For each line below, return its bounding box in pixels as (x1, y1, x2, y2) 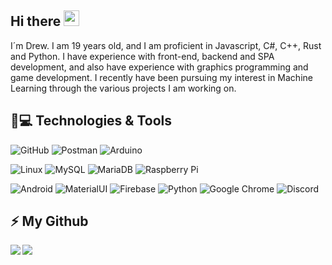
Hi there (10, 13, 62, 30)
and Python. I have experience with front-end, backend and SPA (10, 50, 275, 62)
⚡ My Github (10, 213, 89, 230)
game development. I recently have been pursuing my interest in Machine (10, 71, 313, 83)
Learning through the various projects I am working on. (10, 82, 237, 94)
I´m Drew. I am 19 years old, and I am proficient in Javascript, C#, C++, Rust (10, 39, 322, 51)
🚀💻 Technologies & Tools (10, 112, 173, 130)
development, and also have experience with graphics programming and (10, 61, 309, 73)
